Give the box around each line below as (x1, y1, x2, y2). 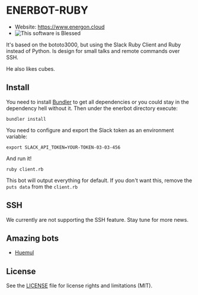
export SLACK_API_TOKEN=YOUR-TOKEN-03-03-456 (6, 144, 120, 150)
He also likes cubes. (6, 65, 55, 72)
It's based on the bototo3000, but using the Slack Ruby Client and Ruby (6, 41, 181, 48)
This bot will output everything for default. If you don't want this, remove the (6, 177, 193, 184)
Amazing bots (6, 233, 59, 243)
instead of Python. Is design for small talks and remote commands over (6, 47, 180, 54)
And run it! (6, 155, 32, 162)
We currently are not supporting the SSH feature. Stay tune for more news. (6, 216, 189, 223)
